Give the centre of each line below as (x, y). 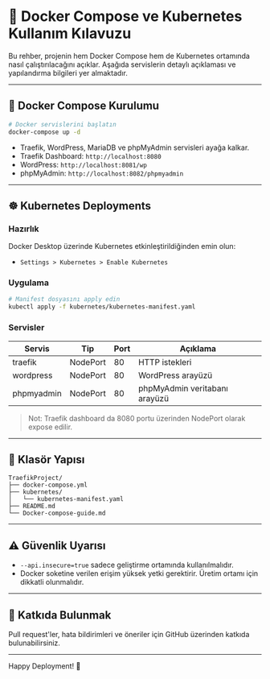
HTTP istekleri (165, 362)
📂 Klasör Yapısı (47, 460)
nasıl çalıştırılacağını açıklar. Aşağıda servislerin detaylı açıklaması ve (122, 64)
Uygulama (29, 283)
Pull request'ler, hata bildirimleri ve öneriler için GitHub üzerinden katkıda (129, 634)
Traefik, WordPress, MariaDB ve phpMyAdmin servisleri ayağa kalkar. (135, 147)
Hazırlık (24, 229)
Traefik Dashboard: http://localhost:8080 (91, 155)
